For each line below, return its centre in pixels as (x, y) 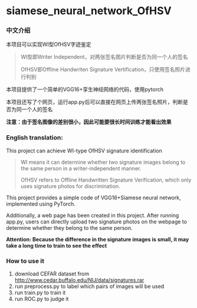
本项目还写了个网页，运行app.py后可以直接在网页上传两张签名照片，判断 (95, 102)
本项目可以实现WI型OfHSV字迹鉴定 (49, 44)
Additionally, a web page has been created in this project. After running (93, 215)
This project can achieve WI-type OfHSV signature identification (84, 150)
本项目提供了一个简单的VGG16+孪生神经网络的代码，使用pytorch (85, 89)
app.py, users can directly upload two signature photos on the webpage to (97, 221)
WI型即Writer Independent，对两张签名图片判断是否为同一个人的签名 (104, 57)
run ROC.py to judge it (42, 299)
